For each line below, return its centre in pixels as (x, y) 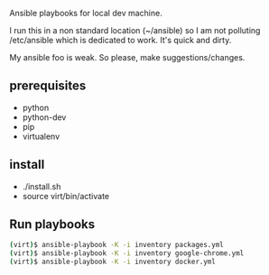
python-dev (44, 117)
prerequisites (48, 86)
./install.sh (42, 186)
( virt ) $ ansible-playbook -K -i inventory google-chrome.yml (127, 253)
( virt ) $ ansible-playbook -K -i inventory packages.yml (116, 245)
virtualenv (41, 136)
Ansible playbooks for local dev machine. (86, 13)
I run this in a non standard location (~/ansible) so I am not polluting (135, 30)
